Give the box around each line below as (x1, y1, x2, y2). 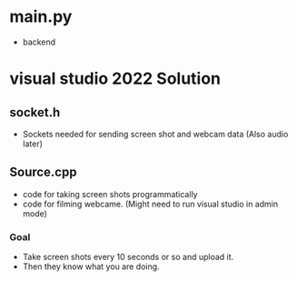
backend (22, 36, 56, 47)
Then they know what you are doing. (22, 261, 161, 272)
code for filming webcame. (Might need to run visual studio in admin (22, 198, 279, 209)
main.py (9, 6, 73, 27)
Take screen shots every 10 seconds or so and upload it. (22, 252, 234, 263)
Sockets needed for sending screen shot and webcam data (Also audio (22, 128, 289, 139)
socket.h (9, 105, 61, 120)
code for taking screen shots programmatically (22, 188, 198, 199)
